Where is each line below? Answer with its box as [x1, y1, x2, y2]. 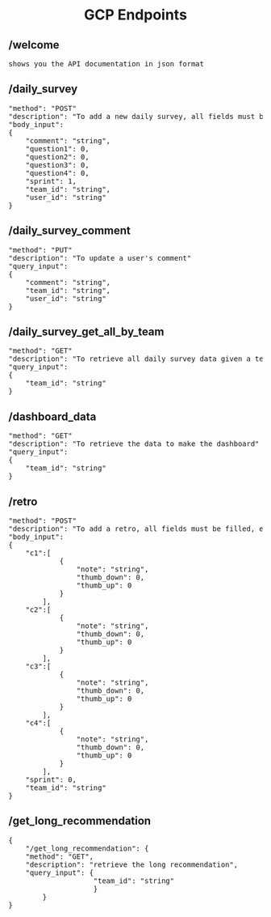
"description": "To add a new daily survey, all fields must [8, 112, 256, 121]
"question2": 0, [25, 152, 90, 161]
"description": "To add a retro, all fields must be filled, [8, 524, 256, 533]
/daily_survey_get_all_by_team [8, 325, 165, 339]
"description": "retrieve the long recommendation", [25, 860, 239, 869]
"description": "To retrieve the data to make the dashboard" [8, 439, 260, 448]
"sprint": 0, [25, 775, 77, 784]
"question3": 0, [25, 160, 90, 169]
